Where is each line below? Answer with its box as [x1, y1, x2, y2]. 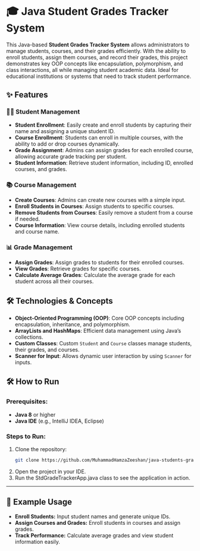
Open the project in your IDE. [14, 468, 86, 475]
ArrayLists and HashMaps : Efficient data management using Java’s [14, 328, 182, 335]
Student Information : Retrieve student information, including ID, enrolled [14, 159, 193, 166]
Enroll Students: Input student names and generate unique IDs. [14, 512, 171, 520]
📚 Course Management [6, 181, 77, 189]
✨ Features [6, 90, 48, 100]
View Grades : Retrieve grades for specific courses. [14, 265, 141, 272]
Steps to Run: [6, 432, 46, 440]
